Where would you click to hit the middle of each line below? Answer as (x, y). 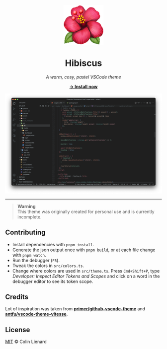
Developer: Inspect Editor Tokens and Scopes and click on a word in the (86, 276)
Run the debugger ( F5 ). (36, 260)
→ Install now (83, 86)
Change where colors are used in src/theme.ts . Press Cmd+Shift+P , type (86, 271)
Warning (26, 206)
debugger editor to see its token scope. (53, 281)
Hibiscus (83, 63)
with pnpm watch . (29, 255)
